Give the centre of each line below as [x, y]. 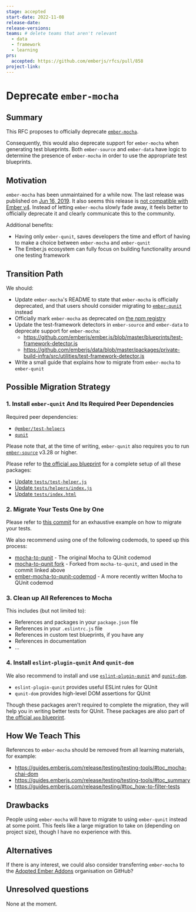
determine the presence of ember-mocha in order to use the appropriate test [97, 156]
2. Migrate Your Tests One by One [55, 509]
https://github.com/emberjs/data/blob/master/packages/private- [102, 350]
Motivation [26, 180]
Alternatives [29, 850]
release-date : [24, 22]
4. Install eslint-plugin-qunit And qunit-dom [70, 663]
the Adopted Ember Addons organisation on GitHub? [70, 871]
